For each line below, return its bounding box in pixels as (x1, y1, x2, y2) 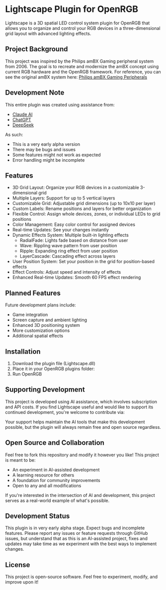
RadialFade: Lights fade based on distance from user (19, 237, 128, 243)
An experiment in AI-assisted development (12, 467, 100, 473)
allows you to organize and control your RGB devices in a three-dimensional (5, 25, 161, 31)
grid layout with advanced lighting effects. (5, 30, 91, 36)
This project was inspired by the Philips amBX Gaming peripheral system (5, 58, 154, 64)
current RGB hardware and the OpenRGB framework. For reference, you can (5, 69, 162, 75)
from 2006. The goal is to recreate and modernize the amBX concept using (5, 63, 159, 69)
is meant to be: (5, 457, 36, 463)
